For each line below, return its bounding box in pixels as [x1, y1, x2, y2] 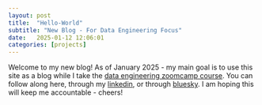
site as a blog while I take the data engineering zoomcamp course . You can [8, 71, 253, 81]
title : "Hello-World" [8, 19, 83, 27]
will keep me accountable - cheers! [8, 88, 123, 97]
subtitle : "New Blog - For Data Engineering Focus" [8, 26, 182, 34]
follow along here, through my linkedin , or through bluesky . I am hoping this [8, 80, 255, 89]
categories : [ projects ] [8, 41, 87, 49]
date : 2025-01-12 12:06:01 [8, 33, 104, 42]
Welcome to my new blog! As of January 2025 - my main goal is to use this [8, 62, 253, 72]
